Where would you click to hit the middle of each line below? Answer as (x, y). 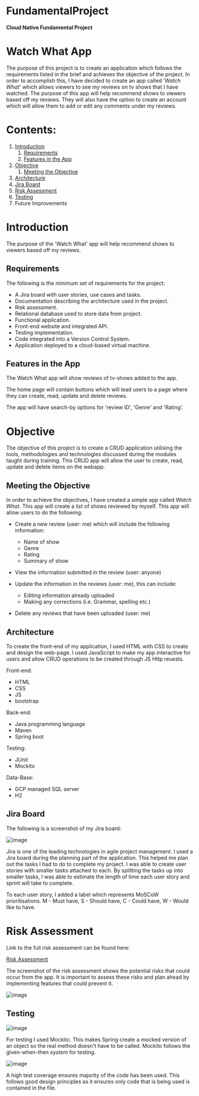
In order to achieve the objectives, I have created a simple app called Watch (99, 500)
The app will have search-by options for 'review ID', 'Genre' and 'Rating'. (95, 407)
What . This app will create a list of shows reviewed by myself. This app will (98, 506)
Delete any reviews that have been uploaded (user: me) (83, 613)
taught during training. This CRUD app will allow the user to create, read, (95, 461)
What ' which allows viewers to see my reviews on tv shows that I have (92, 87)
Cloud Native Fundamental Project (50, 27)
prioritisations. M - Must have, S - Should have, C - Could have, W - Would (97, 901)
